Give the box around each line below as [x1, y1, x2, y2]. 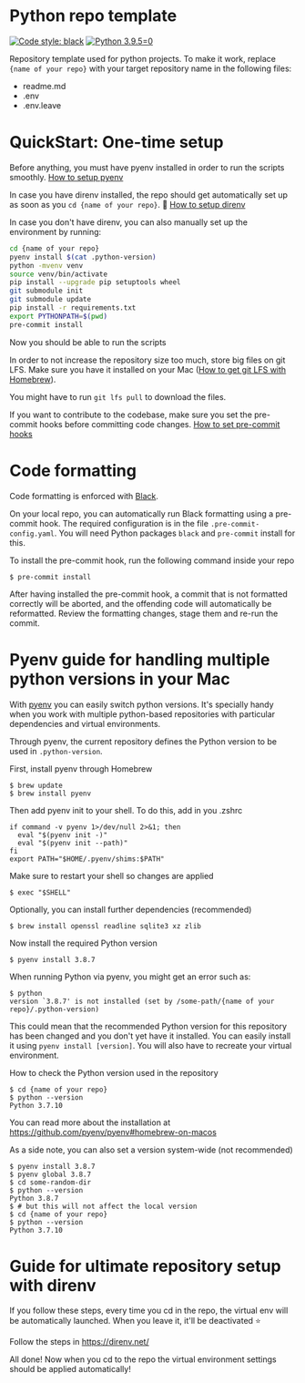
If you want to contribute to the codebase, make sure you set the [9, 409, 253, 420]
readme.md [22, 80, 66, 91]
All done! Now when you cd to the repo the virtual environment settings [9, 1354, 277, 1365]
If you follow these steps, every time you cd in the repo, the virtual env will [9, 1305, 289, 1316]
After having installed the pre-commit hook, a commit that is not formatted [9, 589, 289, 599]
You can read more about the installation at [9, 1117, 171, 1128]
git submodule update [9, 295, 92, 304]
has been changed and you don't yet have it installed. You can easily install [9, 1030, 291, 1041]
